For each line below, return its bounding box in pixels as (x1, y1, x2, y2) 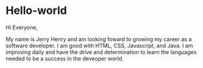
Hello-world (5, 4, 67, 18)
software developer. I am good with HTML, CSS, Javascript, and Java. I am (5, 42, 193, 49)
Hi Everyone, (5, 24, 38, 31)
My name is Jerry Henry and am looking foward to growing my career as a (5, 35, 192, 42)
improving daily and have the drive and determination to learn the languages (5, 48, 197, 55)
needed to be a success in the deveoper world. (5, 55, 124, 62)
